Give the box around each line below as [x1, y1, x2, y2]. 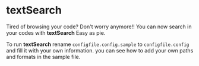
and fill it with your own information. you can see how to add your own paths [6, 47, 194, 54]
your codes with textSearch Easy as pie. [6, 29, 106, 36]
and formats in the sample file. [6, 53, 81, 60]
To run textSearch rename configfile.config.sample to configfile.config [6, 41, 189, 48]
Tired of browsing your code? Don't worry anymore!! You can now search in [6, 23, 192, 30]
